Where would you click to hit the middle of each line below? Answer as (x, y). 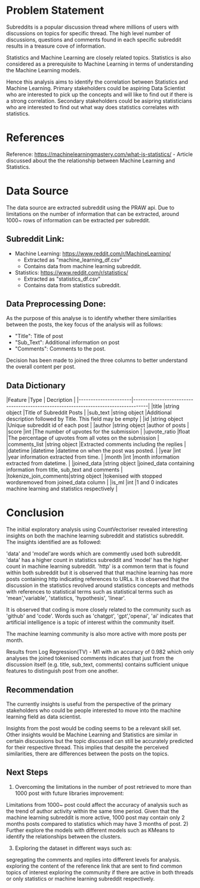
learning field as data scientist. (44, 717)
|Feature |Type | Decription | (41, 400)
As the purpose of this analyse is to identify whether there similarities (91, 318)
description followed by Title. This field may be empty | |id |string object (95, 419)
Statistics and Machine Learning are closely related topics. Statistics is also (99, 57)
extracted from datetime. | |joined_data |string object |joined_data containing (100, 463)
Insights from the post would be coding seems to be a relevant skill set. (94, 728)
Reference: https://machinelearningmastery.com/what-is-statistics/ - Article (99, 154)
